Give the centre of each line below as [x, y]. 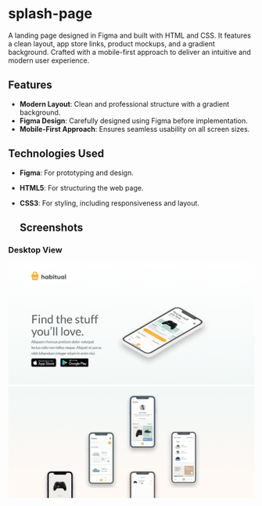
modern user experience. [49, 60]
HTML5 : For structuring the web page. [81, 187]
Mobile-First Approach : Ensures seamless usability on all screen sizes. [135, 129]
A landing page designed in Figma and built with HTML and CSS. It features [130, 35]
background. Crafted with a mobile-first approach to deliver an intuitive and [130, 52]
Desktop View [35, 249]
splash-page [50, 14]
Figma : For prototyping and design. [77, 173]
